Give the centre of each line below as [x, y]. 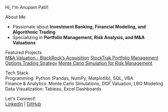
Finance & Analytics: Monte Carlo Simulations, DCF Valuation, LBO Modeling [84, 83]
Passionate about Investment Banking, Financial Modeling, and [79, 27]
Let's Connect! [21, 98]
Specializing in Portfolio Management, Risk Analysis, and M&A [78, 37]
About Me [16, 17]
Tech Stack [17, 73]
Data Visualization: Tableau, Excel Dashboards [53, 89]
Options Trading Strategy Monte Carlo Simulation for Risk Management [79, 63]
